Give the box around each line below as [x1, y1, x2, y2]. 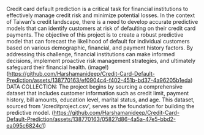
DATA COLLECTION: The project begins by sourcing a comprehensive [6, 83, 183, 90]
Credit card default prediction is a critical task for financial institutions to [6, 5, 189, 12]
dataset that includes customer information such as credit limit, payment [6, 90, 189, 97]
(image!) [88, 64, 109, 71]
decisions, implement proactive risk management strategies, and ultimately [6, 57, 196, 64]
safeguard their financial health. [6, 64, 87, 71]
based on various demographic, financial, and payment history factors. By [6, 44, 194, 51]
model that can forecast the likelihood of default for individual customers [6, 38, 190, 45]
